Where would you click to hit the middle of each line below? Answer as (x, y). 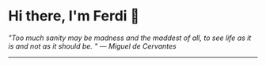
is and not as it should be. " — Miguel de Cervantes (92, 46)
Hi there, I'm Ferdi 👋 (74, 16)
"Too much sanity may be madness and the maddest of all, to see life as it (130, 38)
